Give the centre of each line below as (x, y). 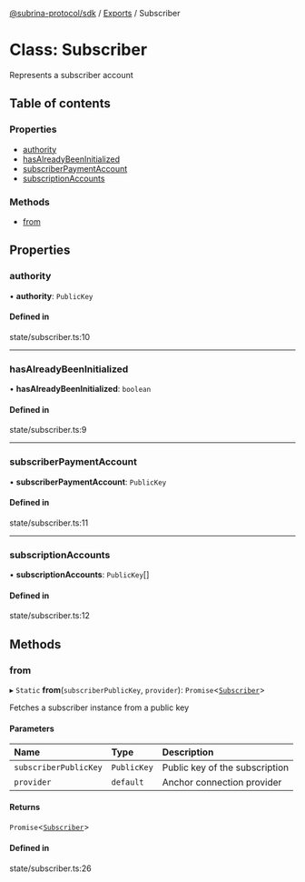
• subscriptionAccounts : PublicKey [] (79, 575)
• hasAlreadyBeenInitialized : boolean (80, 389)
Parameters (32, 728)
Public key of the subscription (225, 767)
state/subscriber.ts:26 (51, 868)
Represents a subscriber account (71, 75)
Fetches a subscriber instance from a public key (99, 707)
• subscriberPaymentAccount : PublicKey (88, 482)
